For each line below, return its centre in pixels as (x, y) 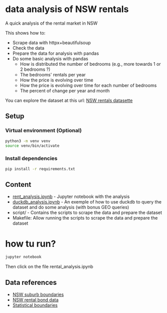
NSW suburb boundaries (38, 294)
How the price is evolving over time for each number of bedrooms (88, 85)
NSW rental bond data (35, 299)
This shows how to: (25, 33)
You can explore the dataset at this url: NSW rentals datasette (69, 100)
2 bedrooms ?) (35, 69)
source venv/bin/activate (32, 146)
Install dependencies (31, 158)
